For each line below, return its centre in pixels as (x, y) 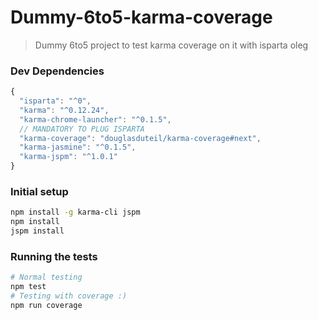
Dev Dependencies (57, 71)
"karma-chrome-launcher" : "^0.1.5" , (95, 119)
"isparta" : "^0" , (55, 101)
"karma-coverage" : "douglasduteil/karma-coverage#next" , (140, 138)
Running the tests (54, 256)
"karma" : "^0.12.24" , (64, 110)
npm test (28, 287)
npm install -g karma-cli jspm (75, 212)
